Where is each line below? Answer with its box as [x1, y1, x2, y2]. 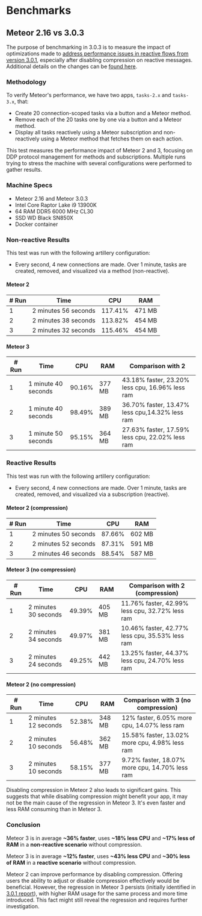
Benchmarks [6, 4, 72, 17]
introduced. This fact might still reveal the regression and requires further [6, 896, 188, 903]
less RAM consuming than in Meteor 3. [6, 806, 102, 813]
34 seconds [28, 635, 62, 644]
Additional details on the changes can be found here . [6, 63, 138, 70]
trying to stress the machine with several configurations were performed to [6, 160, 192, 167]
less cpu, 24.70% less [121, 656, 185, 665]
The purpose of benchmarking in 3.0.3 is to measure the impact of [6, 43, 171, 51]
